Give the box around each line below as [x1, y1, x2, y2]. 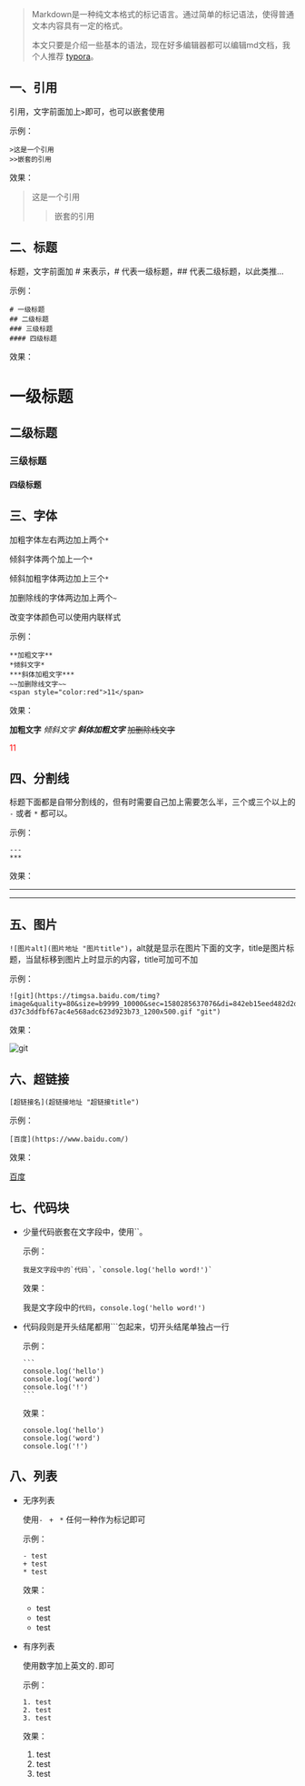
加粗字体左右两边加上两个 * [9, 534, 110, 545]
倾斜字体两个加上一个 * [9, 553, 93, 564]
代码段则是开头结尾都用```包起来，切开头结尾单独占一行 [22, 1321, 230, 1332]
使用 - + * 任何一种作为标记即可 [22, 1514, 146, 1525]
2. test [22, 1705, 52, 1714]
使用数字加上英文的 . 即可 [22, 1660, 115, 1670]
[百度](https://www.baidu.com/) [9, 1135, 129, 1144]
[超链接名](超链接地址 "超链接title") [9, 1097, 140, 1106]
